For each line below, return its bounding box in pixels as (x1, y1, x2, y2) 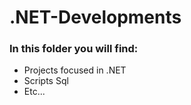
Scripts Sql (23, 75, 69, 87)
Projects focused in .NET (23, 64, 127, 76)
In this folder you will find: (9, 42, 139, 56)
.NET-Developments (9, 6, 182, 29)
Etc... (23, 86, 46, 98)
